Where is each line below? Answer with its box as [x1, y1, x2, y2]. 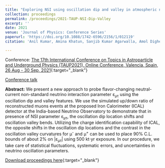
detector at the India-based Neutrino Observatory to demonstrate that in [5, 108, 151, 114]
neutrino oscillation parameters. [5, 147, 70, 153]
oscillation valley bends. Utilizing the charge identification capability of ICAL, [5, 120, 160, 125]
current [5, 91, 20, 97]
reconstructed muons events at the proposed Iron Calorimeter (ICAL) [5, 103, 144, 109]
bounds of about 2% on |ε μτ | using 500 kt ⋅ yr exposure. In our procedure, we [5, 136, 160, 143]
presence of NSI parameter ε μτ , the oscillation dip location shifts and [5, 113, 144, 120]
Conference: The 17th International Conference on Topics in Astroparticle [5, 57, 153, 63]
